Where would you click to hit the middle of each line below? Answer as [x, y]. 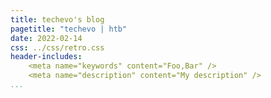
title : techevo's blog [57, 19]
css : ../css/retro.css [57, 47]
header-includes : [46, 57]
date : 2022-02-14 [46, 38]
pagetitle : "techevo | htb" [69, 29]
